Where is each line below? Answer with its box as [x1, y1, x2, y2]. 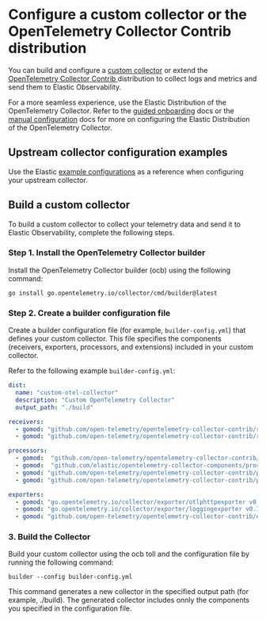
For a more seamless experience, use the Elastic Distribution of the [8, 97, 227, 107]
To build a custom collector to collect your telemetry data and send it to [8, 219, 241, 229]
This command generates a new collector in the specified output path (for [8, 587, 249, 596]
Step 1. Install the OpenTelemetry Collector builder [8, 247, 206, 258]
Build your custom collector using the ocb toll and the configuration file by [8, 549, 250, 559]
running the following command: [8, 558, 114, 567]
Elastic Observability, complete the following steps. [8, 227, 175, 237]
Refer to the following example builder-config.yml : [8, 366, 176, 375]
